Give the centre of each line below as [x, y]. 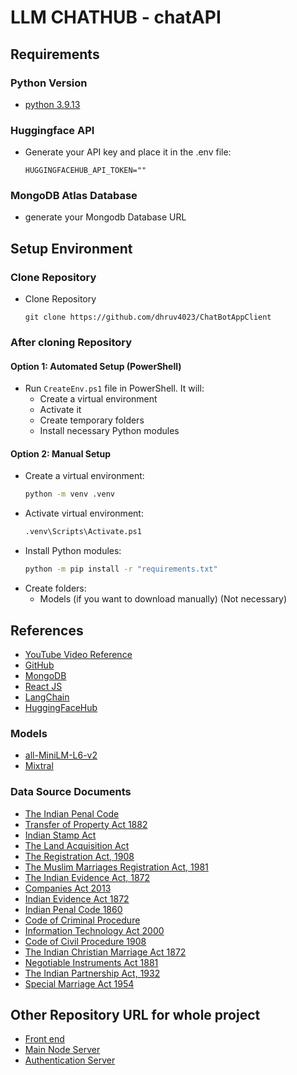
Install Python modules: [73, 551]
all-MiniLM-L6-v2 [61, 755]
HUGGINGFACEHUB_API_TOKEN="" [85, 171]
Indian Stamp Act [60, 835]
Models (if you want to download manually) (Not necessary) [163, 599]
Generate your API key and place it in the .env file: [128, 152]
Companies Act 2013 [68, 888]
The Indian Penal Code [72, 813]
